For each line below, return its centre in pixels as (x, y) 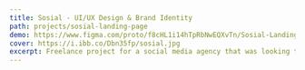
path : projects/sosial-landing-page (79, 26)
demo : (20, 35)
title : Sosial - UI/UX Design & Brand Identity (101, 18)
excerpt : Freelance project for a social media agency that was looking (150, 52)
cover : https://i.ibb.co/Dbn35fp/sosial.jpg (95, 43)
